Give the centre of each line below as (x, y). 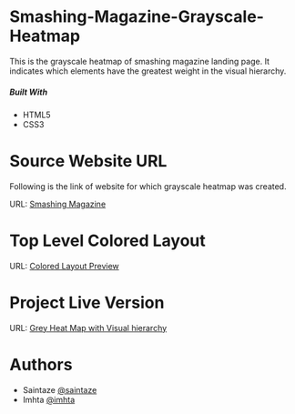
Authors (41, 364)
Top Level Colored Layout (108, 241)
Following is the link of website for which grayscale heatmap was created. (148, 186)
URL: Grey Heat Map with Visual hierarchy (88, 328)
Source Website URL (88, 162)
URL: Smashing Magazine (58, 204)
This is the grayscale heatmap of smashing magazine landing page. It (140, 61)
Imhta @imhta (49, 399)
